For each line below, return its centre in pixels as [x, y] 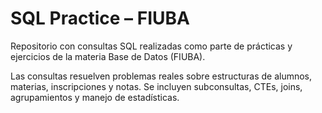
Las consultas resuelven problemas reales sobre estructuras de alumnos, [161, 76]
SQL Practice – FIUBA [100, 18]
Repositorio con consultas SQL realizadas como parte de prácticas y [151, 46]
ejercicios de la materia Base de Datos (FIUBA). [108, 56]
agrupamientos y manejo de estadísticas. [95, 97]
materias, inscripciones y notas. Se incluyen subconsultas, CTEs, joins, [156, 86]
